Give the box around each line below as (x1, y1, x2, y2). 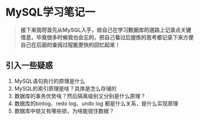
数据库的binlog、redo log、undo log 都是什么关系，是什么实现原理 (14, 100, 178, 107)
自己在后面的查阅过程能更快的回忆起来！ (20, 41, 120, 48)
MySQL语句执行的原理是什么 (14, 77, 85, 84)
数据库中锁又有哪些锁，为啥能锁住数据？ (14, 107, 114, 114)
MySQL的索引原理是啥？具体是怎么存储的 (14, 85, 117, 92)
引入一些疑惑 (5, 60, 53, 70)
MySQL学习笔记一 (5, 5, 96, 19)
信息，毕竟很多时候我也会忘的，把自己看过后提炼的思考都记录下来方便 (20, 33, 194, 41)
